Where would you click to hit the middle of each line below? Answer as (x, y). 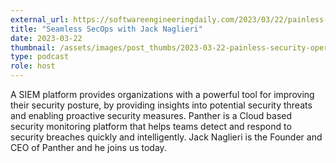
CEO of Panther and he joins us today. (88, 147)
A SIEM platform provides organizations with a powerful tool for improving (162, 94)
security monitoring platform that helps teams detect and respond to (151, 126)
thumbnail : (33, 47)
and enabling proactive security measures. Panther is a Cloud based (151, 115)
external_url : (40, 19)
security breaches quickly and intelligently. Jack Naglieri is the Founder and (166, 137)
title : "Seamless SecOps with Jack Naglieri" (106, 29)
